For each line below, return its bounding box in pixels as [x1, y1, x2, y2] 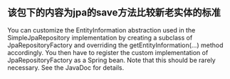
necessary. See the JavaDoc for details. [7, 63, 125, 72]
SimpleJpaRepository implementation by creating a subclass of [7, 33, 193, 42]
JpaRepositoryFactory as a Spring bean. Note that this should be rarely [7, 56, 216, 64]
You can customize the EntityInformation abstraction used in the [7, 25, 196, 34]
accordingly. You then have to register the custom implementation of [7, 48, 209, 56]
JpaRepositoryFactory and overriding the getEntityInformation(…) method [7, 41, 224, 49]
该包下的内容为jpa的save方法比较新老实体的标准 [7, 6, 221, 19]
